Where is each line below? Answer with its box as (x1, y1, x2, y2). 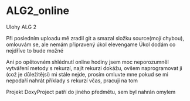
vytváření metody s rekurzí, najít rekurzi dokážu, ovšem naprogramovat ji (6, 64, 183, 71)
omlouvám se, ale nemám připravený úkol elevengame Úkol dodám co (6, 41, 176, 48)
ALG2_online (6, 4, 69, 18)
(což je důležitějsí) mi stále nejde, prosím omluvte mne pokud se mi (6, 71, 169, 78)
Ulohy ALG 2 (6, 23, 37, 30)
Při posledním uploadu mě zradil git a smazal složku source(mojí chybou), (6, 34, 185, 41)
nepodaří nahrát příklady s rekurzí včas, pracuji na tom (6, 77, 138, 84)
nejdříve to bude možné (6, 47, 63, 54)
